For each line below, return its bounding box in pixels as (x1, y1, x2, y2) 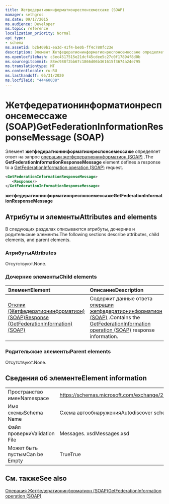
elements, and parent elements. (5, 237, 71, 243)
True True (59, 451, 81, 458)
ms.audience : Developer (5, 21, 55, 27)
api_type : (5, 36, 26, 41)
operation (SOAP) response (90, 326, 155, 333)
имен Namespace (8, 395, 49, 402)
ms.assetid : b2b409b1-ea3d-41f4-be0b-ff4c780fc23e (5, 45, 114, 50)
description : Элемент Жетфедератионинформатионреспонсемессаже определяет (5, 49, 165, 54)
